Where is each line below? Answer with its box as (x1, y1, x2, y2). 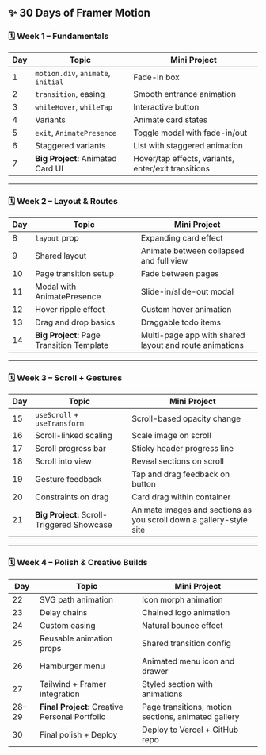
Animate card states (133, 114, 208, 125)
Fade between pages (140, 268, 219, 279)
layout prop (35, 232, 79, 243)
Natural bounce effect (141, 619, 223, 630)
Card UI (35, 163, 63, 174)
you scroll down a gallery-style (131, 514, 248, 526)
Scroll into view (35, 456, 93, 467)
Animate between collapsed (140, 245, 245, 256)
